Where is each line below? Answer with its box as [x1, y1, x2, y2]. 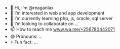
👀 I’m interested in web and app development [10, 10, 105, 16]
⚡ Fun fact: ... [10, 39, 38, 45]
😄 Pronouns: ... [10, 33, 43, 39]
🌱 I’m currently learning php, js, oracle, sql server [10, 15, 113, 21]
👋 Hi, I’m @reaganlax [10, 5, 54, 10]
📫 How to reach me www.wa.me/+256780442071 [10, 26, 115, 32]
